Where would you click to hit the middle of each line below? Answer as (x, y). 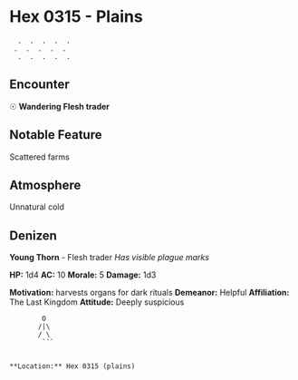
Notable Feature (56, 135)
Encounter (39, 85)
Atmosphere (45, 185)
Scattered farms (39, 157)
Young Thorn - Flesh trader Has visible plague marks (110, 258)
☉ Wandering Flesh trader (60, 106)
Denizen (33, 235)
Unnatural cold (37, 207)
